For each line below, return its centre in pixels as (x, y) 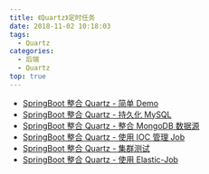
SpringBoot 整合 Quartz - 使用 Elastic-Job (100, 160)
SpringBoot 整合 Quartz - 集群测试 (86, 148)
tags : (19, 34)
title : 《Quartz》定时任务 (52, 18)
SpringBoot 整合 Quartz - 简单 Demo (90, 103)
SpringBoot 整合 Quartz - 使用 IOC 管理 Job (104, 137)
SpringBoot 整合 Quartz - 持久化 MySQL (97, 114)
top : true (28, 77)
